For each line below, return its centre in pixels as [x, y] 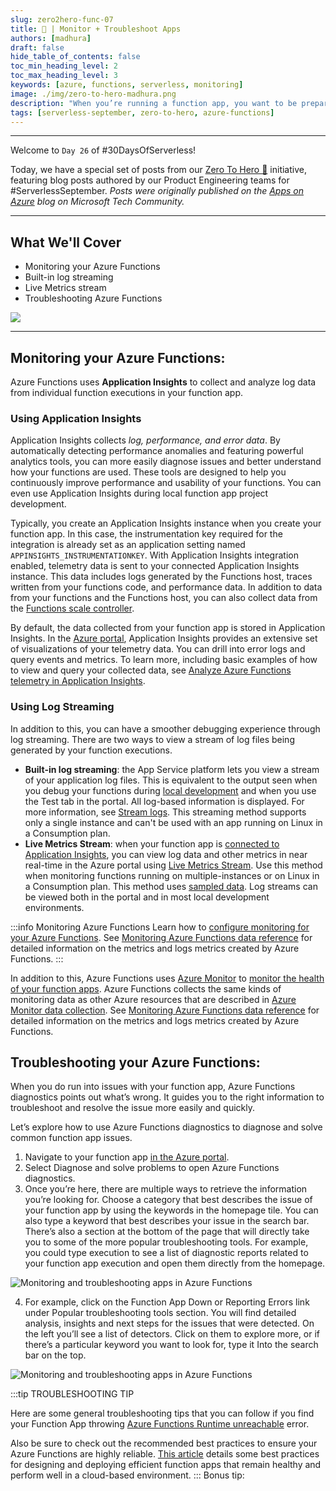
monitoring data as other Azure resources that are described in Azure [153, 999]
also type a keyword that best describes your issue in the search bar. [167, 1221]
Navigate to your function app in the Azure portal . [127, 1157]
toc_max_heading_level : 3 [64, 76]
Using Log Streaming [62, 707]
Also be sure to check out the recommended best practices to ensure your [164, 1443]
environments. [54, 907]
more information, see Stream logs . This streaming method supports [165, 812]
